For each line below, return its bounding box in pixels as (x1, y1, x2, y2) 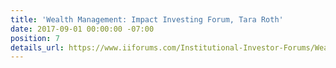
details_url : (10, 42, 65, 53)
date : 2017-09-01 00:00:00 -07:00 (10, 24, 155, 34)
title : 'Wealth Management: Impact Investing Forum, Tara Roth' (10, 14, 284, 25)
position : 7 (10, 33, 60, 43)
